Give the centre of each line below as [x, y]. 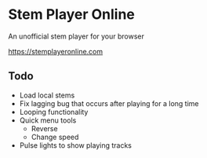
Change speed [55, 137]
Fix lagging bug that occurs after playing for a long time [109, 103]
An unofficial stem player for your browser [76, 36]
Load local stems [47, 95]
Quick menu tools [48, 120]
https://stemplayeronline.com [56, 51]
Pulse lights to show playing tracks [75, 145]
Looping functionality [54, 112]
